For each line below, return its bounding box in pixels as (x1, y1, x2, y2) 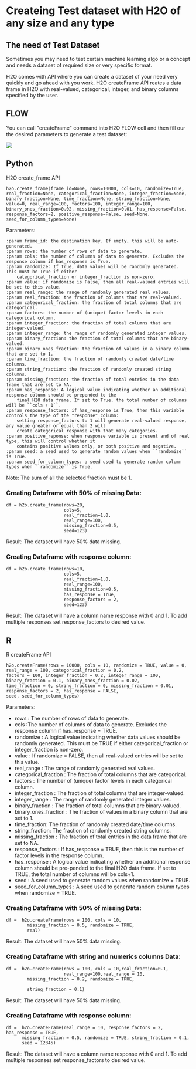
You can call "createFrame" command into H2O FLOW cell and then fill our (6, 124, 185, 131)
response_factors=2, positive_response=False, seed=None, (6, 211, 150, 217)
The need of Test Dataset (6, 40, 100, 50)
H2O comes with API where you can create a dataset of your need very (6, 73, 178, 80)
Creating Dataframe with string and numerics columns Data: (6, 952, 181, 960)
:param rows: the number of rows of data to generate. (6, 248, 143, 254)
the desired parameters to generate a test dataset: (6, 130, 128, 137)
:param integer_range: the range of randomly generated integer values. (6, 330, 187, 336)
